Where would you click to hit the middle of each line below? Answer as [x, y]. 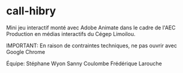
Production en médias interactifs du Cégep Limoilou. [71, 34]
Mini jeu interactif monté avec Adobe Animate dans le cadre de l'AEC [91, 28]
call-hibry [31, 11]
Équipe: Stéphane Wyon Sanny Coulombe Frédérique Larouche [84, 63]
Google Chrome [26, 51]
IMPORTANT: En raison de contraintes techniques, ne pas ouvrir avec [92, 45]
